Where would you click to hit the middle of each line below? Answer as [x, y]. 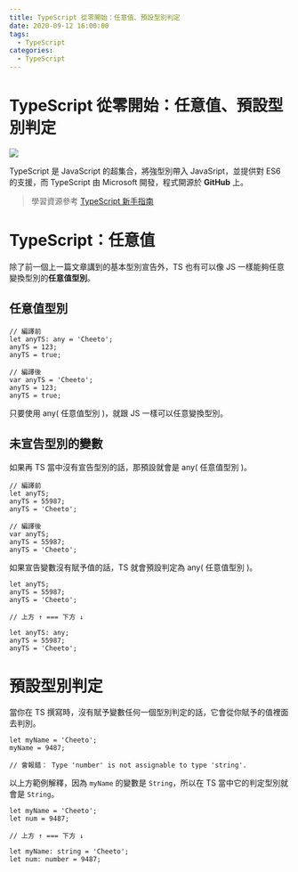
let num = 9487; [39, 819]
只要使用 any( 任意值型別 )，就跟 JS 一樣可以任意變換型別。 [119, 413]
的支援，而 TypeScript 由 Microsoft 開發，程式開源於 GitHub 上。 [129, 182]
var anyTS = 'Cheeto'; [51, 379]
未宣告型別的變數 [56, 444]
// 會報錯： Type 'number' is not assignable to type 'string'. [128, 766]
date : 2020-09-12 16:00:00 [59, 26]
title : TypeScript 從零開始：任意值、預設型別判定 [95, 17]
